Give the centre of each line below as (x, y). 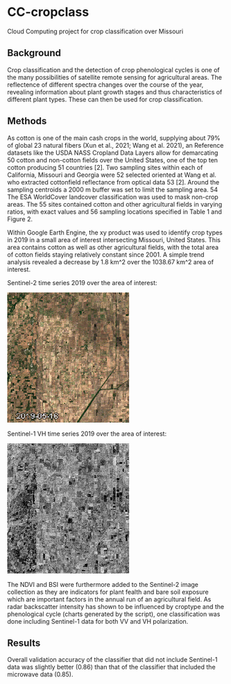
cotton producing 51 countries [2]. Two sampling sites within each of (105, 167)
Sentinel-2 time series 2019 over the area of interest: (82, 282)
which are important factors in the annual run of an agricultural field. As (109, 599)
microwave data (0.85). (40, 674)
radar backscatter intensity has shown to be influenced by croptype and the (115, 606)
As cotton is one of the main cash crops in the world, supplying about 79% (114, 138)
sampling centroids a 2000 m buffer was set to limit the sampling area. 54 (113, 189)
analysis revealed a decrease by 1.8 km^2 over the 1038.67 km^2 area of (110, 262)
